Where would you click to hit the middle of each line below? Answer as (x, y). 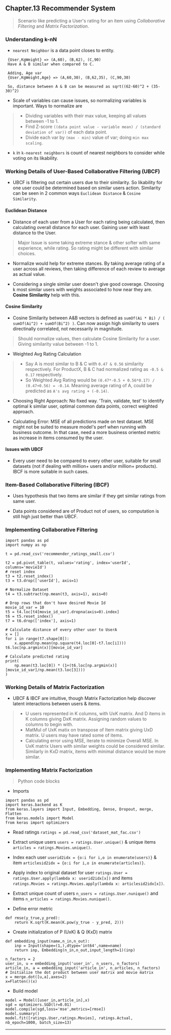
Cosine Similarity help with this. (46, 295)
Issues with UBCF (24, 449)
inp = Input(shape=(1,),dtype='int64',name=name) (68, 946)
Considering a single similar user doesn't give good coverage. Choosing (88, 284)
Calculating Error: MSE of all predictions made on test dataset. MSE (83, 421)
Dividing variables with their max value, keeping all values (86, 116)
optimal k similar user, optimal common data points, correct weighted (85, 406)
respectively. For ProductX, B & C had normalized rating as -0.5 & (94, 369)
